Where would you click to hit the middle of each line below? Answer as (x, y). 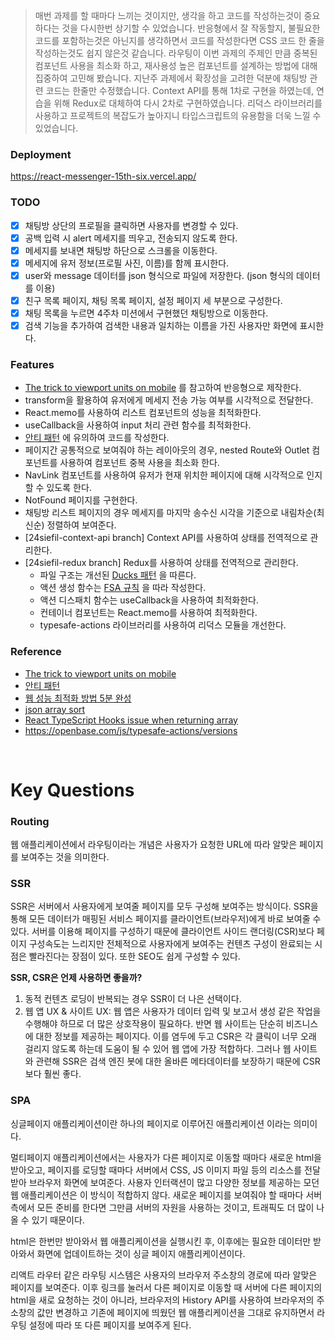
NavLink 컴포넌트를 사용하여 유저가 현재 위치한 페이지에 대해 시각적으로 (164, 475)
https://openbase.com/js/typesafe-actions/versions (131, 730)
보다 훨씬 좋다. (53, 1074)
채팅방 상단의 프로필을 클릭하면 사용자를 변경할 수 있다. (131, 225)
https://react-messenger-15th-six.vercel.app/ (103, 176)
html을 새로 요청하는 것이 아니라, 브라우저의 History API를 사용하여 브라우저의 (162, 1300)
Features (32, 365)
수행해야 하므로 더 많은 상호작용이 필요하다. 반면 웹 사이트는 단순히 (154, 1024)
